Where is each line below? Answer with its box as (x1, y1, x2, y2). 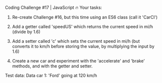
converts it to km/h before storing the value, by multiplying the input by (12, 44, 155, 49)
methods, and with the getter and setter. (12, 63, 93, 69)
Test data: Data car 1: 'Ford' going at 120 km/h (5, 73, 97, 78)
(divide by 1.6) (12, 29, 40, 34)
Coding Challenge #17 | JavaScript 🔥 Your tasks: (5, 5, 102, 10)
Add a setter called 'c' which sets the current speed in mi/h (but (12, 38, 140, 44)
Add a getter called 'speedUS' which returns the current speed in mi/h (12, 24, 153, 29)
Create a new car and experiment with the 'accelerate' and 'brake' (12, 58, 145, 64)
